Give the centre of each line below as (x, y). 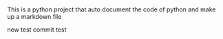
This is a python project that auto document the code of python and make (111, 9)
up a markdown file (34, 17)
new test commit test (37, 30)
